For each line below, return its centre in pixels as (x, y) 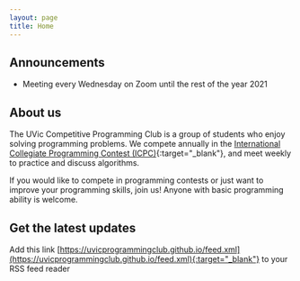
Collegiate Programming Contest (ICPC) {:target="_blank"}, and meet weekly (150, 153)
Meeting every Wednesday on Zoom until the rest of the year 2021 (145, 84)
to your (275, 258)
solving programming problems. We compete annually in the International (145, 144)
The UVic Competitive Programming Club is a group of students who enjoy (147, 134)
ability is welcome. (44, 200)
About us (35, 112)
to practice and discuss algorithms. (75, 163)
